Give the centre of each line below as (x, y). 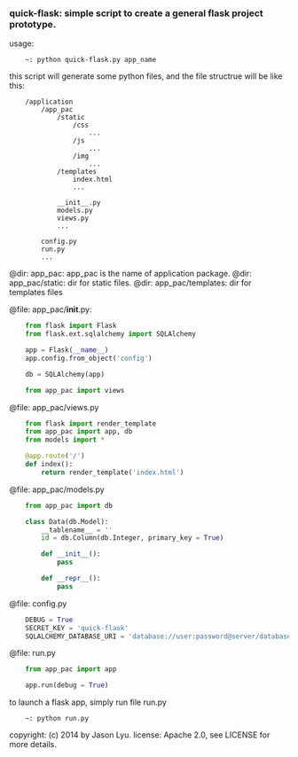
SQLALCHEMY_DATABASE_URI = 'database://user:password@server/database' (160, 636)
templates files (36, 293)
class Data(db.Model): (67, 521)
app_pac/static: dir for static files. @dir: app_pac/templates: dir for (130, 283)
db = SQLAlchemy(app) (65, 374)
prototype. (33, 24)
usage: (22, 43)
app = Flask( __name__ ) (67, 350)
